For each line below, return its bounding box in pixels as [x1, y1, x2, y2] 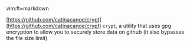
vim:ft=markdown [6, 5, 49, 12]
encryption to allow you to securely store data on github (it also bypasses [6, 28, 185, 35]
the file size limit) [6, 35, 48, 41]
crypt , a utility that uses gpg [102, 23, 171, 29]
